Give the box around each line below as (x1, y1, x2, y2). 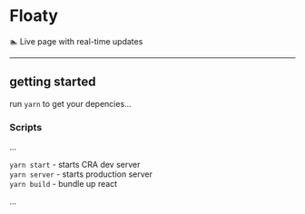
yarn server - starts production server (9, 169, 152, 180)
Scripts (9, 121, 43, 133)
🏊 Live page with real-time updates (9, 35, 143, 46)
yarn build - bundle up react (9, 179, 118, 190)
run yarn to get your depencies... (9, 98, 132, 109)
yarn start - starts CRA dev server (9, 160, 141, 170)
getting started (9, 74, 96, 90)
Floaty (9, 5, 59, 26)
